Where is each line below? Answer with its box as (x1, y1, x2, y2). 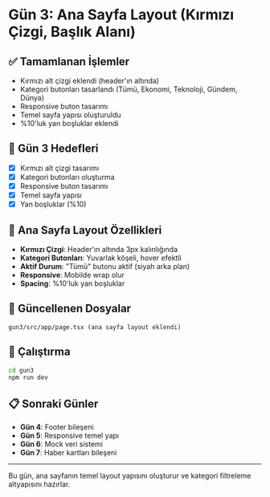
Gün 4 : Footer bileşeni (19, 422, 94, 432)
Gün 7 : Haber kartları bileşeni (19, 448, 117, 458)
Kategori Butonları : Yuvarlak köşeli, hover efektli (19, 253, 182, 263)
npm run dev (8, 373, 48, 382)
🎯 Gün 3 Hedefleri (8, 142, 99, 156)
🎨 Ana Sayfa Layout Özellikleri (8, 223, 162, 237)
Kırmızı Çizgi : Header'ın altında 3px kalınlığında (19, 244, 178, 254)
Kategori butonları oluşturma (19, 172, 115, 181)
